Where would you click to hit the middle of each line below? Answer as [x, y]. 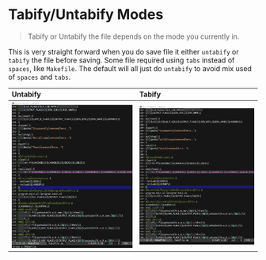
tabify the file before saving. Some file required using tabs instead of [122, 60]
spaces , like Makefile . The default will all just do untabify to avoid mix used [130, 68]
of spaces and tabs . [40, 77]
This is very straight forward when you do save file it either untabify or [123, 51]
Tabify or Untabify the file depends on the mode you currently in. [133, 36]
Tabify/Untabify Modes [86, 15]
